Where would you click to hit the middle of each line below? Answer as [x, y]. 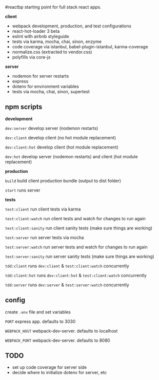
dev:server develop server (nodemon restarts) [52, 128]
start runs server [23, 190]
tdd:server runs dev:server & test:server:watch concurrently [67, 285]
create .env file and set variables [38, 312]
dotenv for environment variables [45, 86]
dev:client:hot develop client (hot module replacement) [62, 147]
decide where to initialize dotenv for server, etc [60, 373]
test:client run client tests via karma [43, 209]
